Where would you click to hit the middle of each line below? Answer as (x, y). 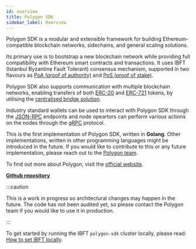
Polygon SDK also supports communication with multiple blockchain (88, 87)
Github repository (28, 176)
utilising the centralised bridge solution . (54, 99)
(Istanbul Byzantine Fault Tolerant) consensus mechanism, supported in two (98, 69)
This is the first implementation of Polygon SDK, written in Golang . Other (94, 134)
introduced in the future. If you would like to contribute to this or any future (96, 146)
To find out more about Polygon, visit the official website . (75, 164)
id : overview (22, 11)
